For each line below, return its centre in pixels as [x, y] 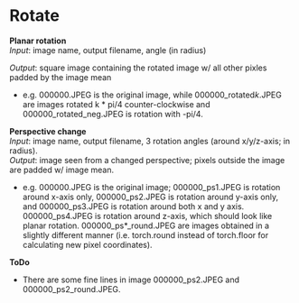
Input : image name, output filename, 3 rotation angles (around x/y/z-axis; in [150, 141]
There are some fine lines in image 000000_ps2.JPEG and [131, 280]
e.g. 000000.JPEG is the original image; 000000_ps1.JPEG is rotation [151, 187]
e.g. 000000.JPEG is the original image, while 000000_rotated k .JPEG [152, 95]
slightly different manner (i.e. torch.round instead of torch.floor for [145, 234]
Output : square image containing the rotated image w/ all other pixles [138, 68]
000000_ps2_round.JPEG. [71, 289]
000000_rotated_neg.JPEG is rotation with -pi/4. [112, 114]
